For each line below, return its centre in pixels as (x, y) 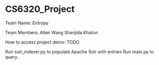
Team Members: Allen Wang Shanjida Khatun (52, 32)
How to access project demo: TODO (42, 42)
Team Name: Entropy (27, 23)
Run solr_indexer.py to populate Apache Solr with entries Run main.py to (79, 52)
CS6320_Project (40, 9)
